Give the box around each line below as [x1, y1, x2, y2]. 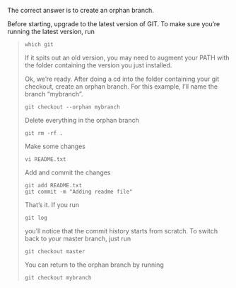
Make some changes [24, 142, 86, 150]
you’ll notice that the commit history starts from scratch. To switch [24, 227, 218, 235]
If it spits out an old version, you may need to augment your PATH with [24, 53, 230, 62]
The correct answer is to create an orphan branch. [7, 6, 154, 14]
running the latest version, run [7, 28, 95, 35]
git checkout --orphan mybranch [24, 104, 120, 111]
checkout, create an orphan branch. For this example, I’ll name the [24, 82, 218, 91]
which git [24, 41, 54, 48]
